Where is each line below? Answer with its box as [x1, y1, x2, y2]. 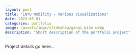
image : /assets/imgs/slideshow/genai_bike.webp [5, 26, 105, 30]
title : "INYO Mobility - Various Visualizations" [5, 12, 109, 17]
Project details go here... [5, 44, 55, 49]
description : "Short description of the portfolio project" [5, 30, 131, 35]
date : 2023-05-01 [5, 16, 41, 21]
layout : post [5, 7, 32, 12]
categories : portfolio [5, 21, 52, 26]
